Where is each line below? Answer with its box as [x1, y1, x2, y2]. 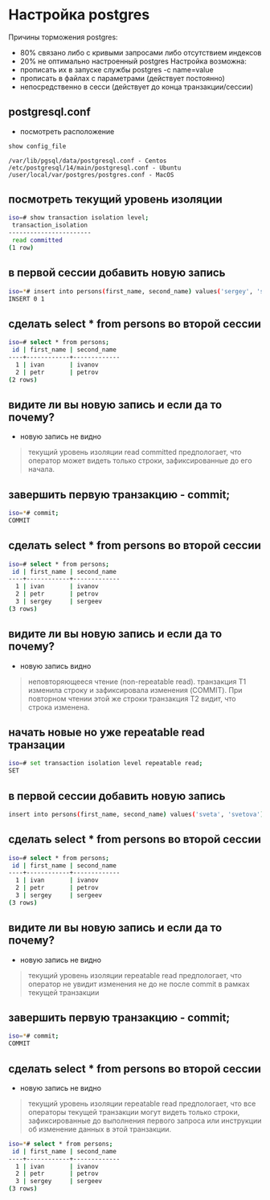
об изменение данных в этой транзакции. [27, 1124, 172, 1134]
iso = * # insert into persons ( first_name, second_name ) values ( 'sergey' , [8, 287, 253, 295]
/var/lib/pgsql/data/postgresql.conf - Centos [8, 157, 167, 165]
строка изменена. [27, 702, 90, 712]
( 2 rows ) [8, 375, 38, 383]
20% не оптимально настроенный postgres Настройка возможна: [19, 56, 247, 66]
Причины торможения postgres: [8, 32, 118, 42]
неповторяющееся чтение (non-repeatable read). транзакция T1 [27, 677, 247, 686]
